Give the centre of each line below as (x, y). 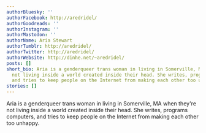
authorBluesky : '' (30, 12)
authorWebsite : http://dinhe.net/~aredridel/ (65, 58)
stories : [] (21, 86)
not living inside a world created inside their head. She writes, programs (97, 110)
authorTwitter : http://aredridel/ (51, 52)
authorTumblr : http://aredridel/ (49, 47)
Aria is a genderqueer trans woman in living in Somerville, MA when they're (101, 104)
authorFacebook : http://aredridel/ (52, 18)
